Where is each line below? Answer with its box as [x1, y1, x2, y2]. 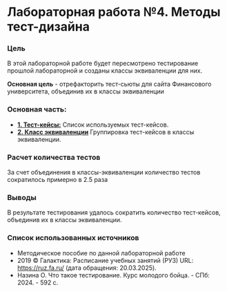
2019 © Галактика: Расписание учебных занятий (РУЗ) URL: [17, 256, 194, 264]
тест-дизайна [7, 19, 90, 35]
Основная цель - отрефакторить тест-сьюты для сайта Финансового [7, 80, 212, 89]
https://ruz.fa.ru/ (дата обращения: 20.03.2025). [17, 264, 157, 272]
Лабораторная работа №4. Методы [7, 4, 221, 20]
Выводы [7, 193, 37, 202]
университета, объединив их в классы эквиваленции [7, 87, 164, 95]
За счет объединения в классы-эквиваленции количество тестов [7, 168, 201, 176]
